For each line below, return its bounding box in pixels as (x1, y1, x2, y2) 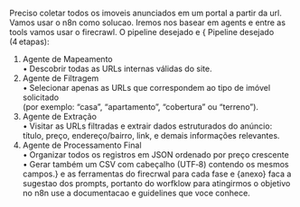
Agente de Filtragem (22, 73, 99, 84)
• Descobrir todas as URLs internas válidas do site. (22, 63, 212, 74)
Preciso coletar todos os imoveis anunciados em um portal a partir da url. (9, 8, 282, 18)
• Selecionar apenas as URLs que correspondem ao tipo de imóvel (22, 83, 271, 93)
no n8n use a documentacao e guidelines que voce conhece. (22, 188, 250, 198)
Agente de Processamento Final (22, 139, 142, 150)
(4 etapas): (9, 36, 50, 47)
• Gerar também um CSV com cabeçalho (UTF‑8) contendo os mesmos (22, 159, 289, 169)
